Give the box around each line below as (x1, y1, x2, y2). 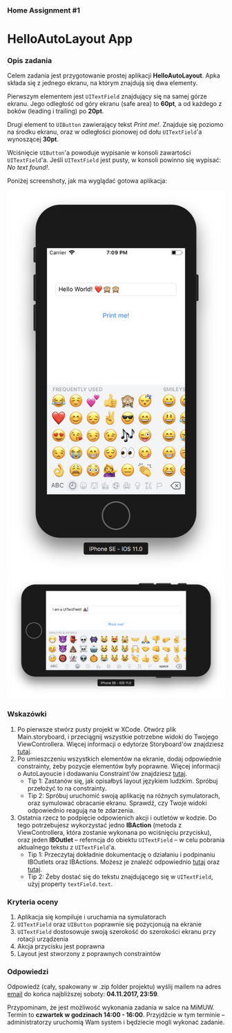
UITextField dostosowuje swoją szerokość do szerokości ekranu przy (17, 928, 216, 936)
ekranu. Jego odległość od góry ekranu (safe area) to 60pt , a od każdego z (7, 100, 222, 108)
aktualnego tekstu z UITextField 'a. (17, 842, 116, 851)
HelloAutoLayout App (7, 31, 133, 47)
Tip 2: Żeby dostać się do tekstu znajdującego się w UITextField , (27, 872, 213, 881)
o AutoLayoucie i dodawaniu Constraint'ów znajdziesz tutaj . (17, 769, 188, 777)
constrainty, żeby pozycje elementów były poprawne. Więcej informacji (17, 761, 221, 770)
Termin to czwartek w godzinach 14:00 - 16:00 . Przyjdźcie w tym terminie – (7, 1011, 225, 1019)
